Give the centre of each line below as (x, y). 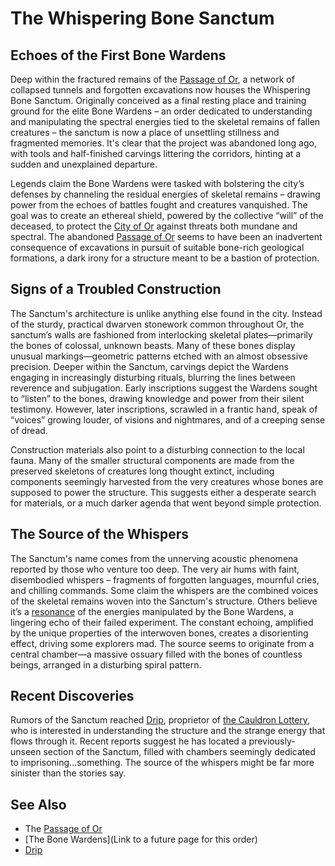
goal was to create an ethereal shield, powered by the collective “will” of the (167, 215)
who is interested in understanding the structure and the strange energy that (168, 731)
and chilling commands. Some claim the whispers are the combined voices (164, 590)
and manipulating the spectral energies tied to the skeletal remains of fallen (165, 121)
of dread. (29, 430)
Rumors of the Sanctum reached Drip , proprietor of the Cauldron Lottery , (160, 720)
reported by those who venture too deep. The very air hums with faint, (155, 569)
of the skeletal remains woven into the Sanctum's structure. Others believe (164, 601)
